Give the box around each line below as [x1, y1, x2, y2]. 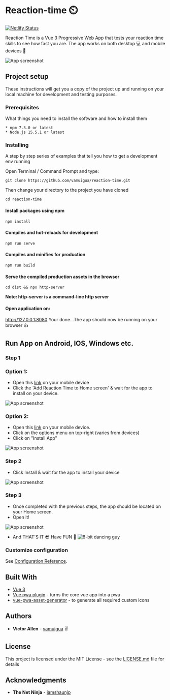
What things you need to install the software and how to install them [5, 115, 147, 121]
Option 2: [5, 413, 29, 420]
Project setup [5, 72, 49, 81]
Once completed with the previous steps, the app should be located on [12, 503, 161, 509]
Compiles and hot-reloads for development [5, 230, 98, 236]
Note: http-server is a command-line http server [5, 294, 109, 300]
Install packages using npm [5, 207, 65, 214]
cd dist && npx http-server [5, 285, 65, 290]
